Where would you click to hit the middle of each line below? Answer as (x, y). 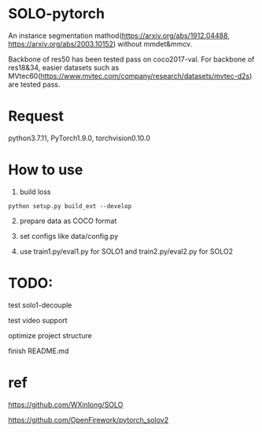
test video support (38, 320)
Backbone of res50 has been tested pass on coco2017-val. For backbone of (131, 59)
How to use (46, 170)
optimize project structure (50, 335)
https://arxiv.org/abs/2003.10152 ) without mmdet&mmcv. (100, 43)
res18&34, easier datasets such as (64, 67)
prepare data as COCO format (68, 221)
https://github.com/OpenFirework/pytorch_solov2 (89, 419)
